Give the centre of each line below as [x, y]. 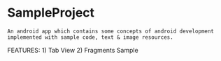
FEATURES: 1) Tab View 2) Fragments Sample [73, 50]
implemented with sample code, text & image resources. [90, 37]
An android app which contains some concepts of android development [111, 31]
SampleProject [51, 13]
